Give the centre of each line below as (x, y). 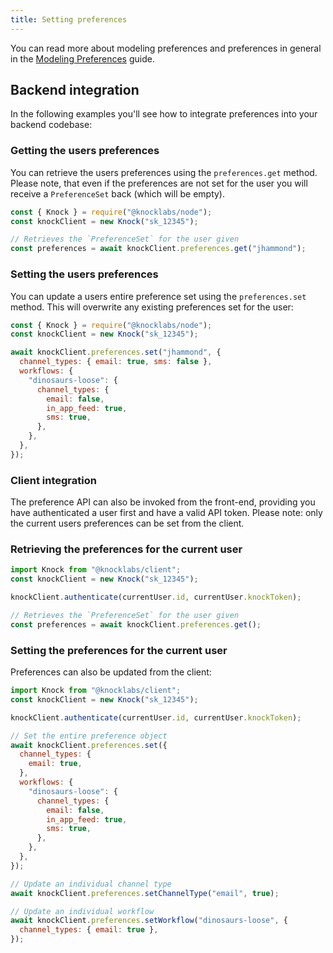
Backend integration (75, 90)
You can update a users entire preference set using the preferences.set (158, 296)
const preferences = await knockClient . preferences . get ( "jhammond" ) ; (158, 249)
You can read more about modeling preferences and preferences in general (166, 48)
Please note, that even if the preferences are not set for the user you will (159, 183)
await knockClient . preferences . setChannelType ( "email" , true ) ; (145, 893)
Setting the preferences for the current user (119, 650)
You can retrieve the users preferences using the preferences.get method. (164, 172)
